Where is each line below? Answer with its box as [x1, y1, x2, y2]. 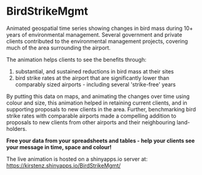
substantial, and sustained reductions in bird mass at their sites [15, 67, 174, 75]
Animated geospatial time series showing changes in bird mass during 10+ [6, 24, 193, 32]
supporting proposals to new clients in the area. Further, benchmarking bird [6, 105, 197, 113]
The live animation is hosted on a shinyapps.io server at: [6, 155, 148, 163]
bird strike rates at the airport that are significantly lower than [15, 74, 170, 81]
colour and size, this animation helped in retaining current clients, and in [6, 99, 187, 106]
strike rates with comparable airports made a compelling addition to [6, 112, 177, 119]
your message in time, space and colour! [6, 143, 112, 151]
